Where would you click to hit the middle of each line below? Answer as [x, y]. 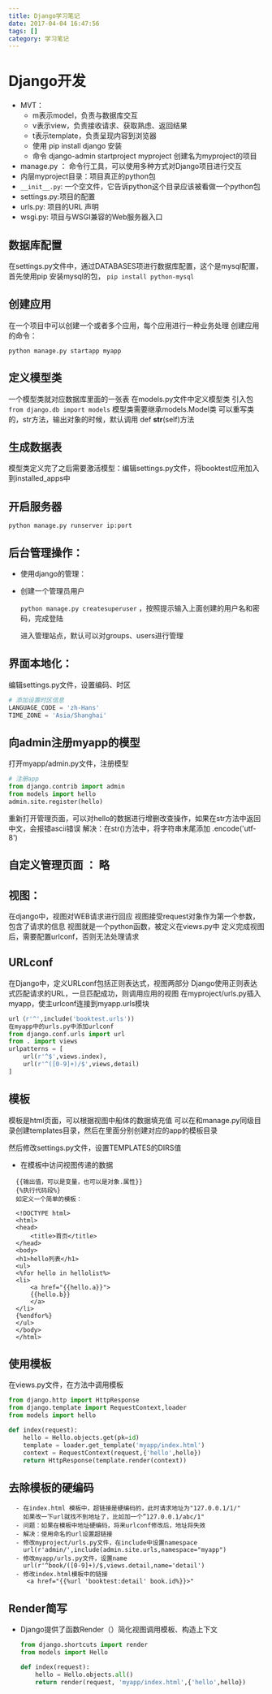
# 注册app [24, 779]
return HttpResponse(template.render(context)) [105, 1460]
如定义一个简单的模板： [49, 1199]
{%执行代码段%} [38, 1191]
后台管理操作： [46, 553]
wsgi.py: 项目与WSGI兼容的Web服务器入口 [91, 217]
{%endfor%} [34, 1316]
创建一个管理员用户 [52, 591]
